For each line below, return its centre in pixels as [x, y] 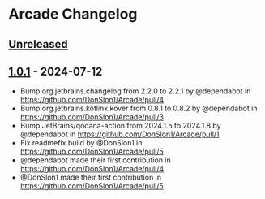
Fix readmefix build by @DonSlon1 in [81, 143]
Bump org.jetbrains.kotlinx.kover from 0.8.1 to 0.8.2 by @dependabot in [139, 108]
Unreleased [38, 44]
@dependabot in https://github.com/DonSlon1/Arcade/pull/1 [120, 134]
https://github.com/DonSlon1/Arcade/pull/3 [92, 117]
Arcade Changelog [73, 14]
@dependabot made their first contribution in [96, 160]
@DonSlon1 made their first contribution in [91, 177]
